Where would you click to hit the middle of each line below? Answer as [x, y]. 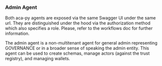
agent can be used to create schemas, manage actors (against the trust [77, 53]
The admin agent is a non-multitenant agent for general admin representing [81, 43]
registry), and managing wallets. [38, 59]
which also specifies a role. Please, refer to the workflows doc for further [79, 28]
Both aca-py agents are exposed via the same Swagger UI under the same [81, 18]
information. [17, 34]
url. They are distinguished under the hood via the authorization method [78, 23]
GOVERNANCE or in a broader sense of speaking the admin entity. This [77, 48]
